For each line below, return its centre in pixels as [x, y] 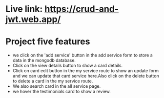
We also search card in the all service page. [57, 86]
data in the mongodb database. [44, 60]
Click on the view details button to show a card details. [68, 66]
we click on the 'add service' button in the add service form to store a [82, 55]
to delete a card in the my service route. [53, 81]
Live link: [24, 9]
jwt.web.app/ [33, 19]
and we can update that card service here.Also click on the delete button [86, 76]
